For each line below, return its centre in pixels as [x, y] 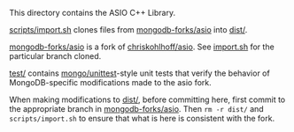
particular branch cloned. [55, 56]
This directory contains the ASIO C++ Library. [92, 13]
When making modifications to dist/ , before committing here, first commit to [147, 99]
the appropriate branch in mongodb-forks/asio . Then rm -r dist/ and [136, 109]
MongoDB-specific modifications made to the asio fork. [111, 82]
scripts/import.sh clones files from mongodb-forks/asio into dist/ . [128, 29]
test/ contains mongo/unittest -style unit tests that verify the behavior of [139, 73]
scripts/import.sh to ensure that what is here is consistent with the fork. [142, 118]
